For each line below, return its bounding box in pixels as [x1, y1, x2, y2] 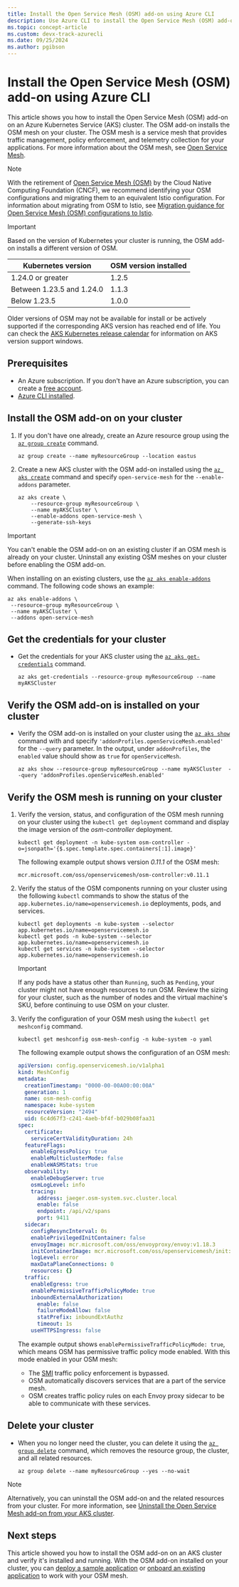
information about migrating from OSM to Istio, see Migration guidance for [7, 201, 225, 209]
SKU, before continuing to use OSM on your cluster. [17, 1001, 169, 1009]
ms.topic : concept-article [7, 24, 87, 31]
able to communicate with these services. [28, 1399, 151, 1408]
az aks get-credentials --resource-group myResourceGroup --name [17, 674, 216, 681]
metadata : [17, 1075, 48, 1083]
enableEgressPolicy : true [31, 1148, 108, 1155]
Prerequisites [7, 358, 68, 370]
